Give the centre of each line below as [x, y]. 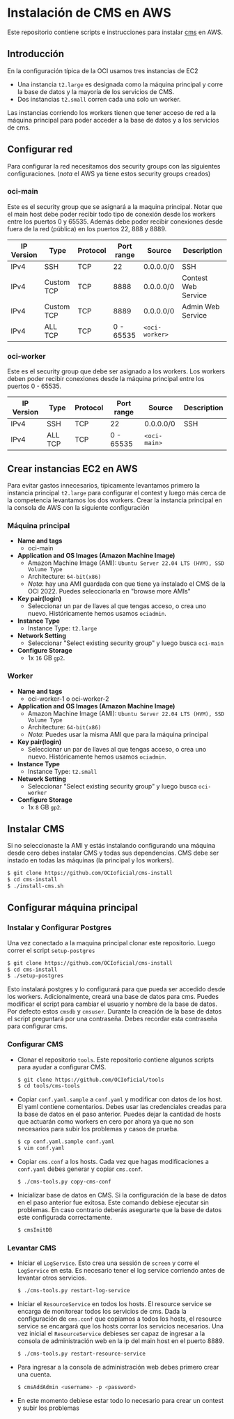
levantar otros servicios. [52, 1278]
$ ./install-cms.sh [36, 886]
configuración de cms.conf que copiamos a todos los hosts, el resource [119, 1319]
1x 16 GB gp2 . [46, 658]
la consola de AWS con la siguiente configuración [78, 507]
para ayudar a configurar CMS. [62, 1067]
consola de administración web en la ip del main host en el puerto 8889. [121, 1341]
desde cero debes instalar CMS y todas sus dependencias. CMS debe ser [113, 853]
